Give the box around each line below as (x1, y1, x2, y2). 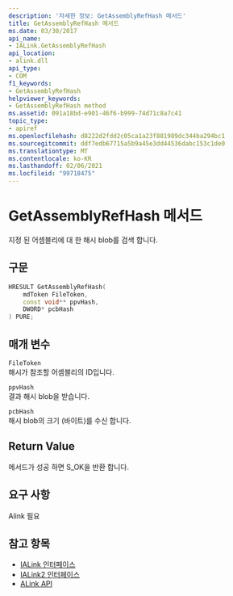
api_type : (8, 65, 42, 73)
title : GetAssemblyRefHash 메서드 (8, 19, 119, 27)
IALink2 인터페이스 (19, 570, 81, 580)
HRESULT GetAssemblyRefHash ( (8, 283, 106, 291)
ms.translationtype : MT (8, 147, 89, 155)
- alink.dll (8, 57, 48, 65)
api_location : (8, 49, 56, 57)
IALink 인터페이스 (19, 560, 76, 569)
